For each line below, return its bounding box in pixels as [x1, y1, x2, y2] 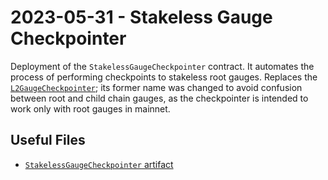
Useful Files [10, 132, 86, 149]
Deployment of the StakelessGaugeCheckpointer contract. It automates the [10, 60, 315, 72]
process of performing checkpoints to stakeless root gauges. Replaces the [10, 71, 318, 83]
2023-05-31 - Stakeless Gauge [10, 6, 273, 29]
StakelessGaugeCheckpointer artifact [24, 158, 174, 170]
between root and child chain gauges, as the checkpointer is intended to [10, 92, 309, 104]
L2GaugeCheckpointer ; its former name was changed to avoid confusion [10, 81, 303, 93]
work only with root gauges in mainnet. [10, 102, 171, 115]
